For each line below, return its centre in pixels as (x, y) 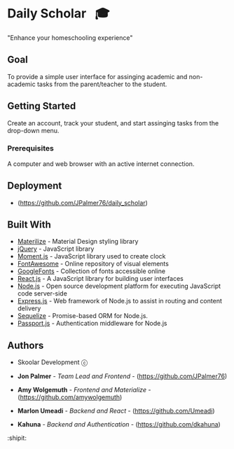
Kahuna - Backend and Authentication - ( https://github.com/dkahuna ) (119, 424)
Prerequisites (30, 148)
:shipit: (17, 438)
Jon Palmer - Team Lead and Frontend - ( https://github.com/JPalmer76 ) (122, 376)
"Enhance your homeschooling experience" (70, 37)
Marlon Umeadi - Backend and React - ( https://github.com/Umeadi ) (116, 411)
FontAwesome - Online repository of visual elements (93, 264)
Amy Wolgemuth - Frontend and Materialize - (84, 390)
